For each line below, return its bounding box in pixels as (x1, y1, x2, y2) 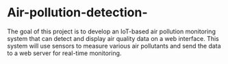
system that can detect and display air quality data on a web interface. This (7, 34, 219, 42)
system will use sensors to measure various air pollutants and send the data (7, 42, 221, 50)
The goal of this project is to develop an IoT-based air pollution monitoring (7, 27, 216, 35)
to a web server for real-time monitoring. (7, 49, 122, 57)
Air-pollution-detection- (7, 5, 149, 20)
